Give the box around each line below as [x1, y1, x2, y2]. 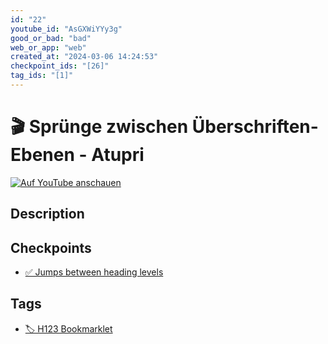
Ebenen [10, 144, 75, 166]
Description [10, 206, 85, 223]
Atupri [91, 144, 145, 166]
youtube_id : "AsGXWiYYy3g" [10, 24, 123, 34]
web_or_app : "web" [10, 42, 87, 53]
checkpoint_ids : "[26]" [10, 61, 110, 71]
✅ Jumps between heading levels [24, 266, 164, 278]
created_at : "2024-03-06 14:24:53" [10, 52, 159, 62]
